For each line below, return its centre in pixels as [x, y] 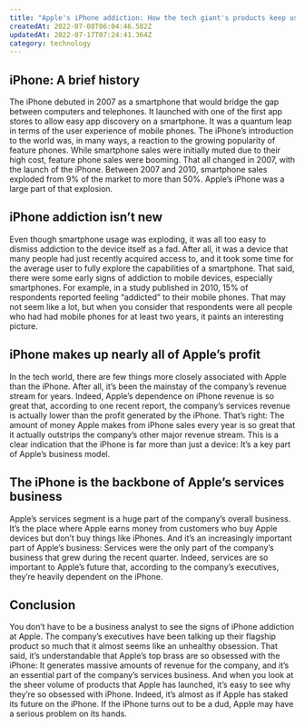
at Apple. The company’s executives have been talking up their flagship [143, 636]
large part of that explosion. [61, 189]
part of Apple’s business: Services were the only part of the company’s [142, 547]
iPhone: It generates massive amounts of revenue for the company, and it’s [149, 665]
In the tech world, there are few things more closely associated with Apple [148, 376]
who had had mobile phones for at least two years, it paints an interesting [147, 316]
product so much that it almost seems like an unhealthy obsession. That [144, 646]
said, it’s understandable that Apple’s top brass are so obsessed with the [145, 656]
